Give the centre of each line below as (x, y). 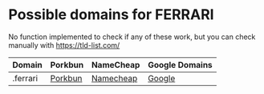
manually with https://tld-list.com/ (64, 45)
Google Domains (180, 65)
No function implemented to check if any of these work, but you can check (132, 37)
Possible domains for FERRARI (111, 15)
